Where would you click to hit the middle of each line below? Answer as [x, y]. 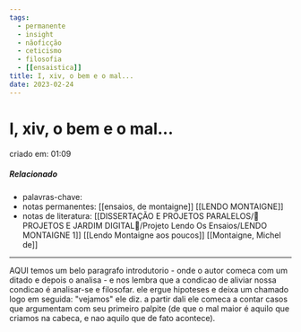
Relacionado [34, 174]
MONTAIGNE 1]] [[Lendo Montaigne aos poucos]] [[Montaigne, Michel [151, 235]
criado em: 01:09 [40, 153]
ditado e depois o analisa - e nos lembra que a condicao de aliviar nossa [143, 280]
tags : [19, 17]
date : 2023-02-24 [42, 84]
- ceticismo [40, 51]
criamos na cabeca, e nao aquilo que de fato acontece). [112, 318]
